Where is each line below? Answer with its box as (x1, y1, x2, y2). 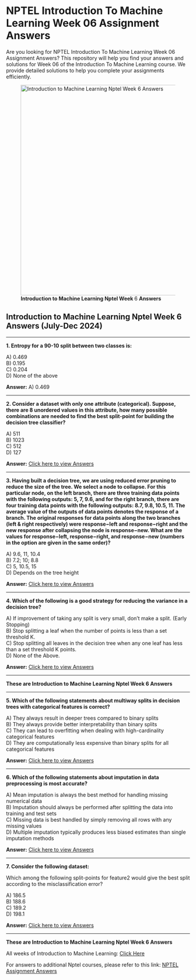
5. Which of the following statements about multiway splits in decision (6, 697, 180, 704)
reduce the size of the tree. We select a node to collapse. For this (6, 483, 166, 490)
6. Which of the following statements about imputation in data (6, 774, 159, 781)
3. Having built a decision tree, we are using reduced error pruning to (6, 477, 177, 484)
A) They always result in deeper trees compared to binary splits (6, 715, 159, 722)
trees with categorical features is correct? (6, 703, 110, 710)
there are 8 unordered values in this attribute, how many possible (6, 406, 167, 413)
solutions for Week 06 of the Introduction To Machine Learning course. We (6, 60, 185, 68)
